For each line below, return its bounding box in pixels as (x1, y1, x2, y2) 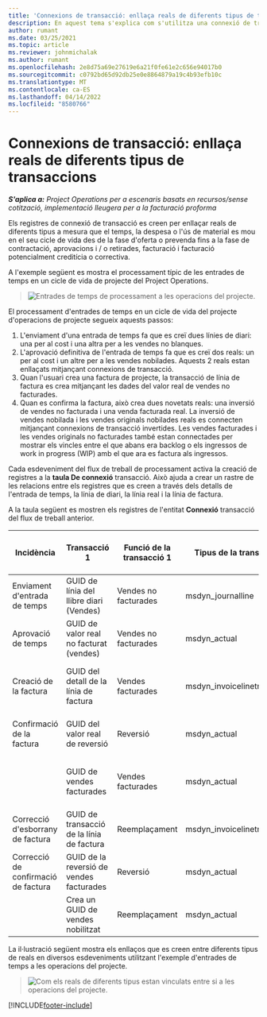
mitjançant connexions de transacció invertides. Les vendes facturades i (19, 423, 257, 433)
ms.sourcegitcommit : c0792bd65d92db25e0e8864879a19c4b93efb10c (8, 71, 222, 79)
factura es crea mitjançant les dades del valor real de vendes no (19, 381, 230, 391)
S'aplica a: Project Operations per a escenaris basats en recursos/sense (8, 195, 249, 204)
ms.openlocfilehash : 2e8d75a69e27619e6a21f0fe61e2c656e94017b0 (8, 64, 222, 72)
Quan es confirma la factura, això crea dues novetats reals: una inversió (19, 398, 255, 408)
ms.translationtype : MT (8, 78, 87, 86)
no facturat (66, 638, 107, 649)
